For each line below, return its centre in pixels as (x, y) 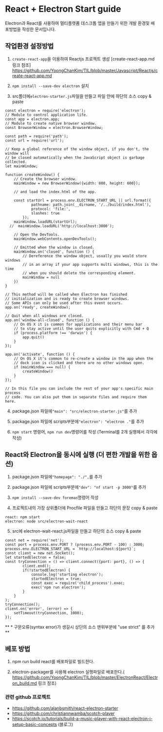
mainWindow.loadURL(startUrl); (45, 222)
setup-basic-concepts (35, 724)
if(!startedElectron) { (46, 570)
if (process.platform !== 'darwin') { (53, 333)
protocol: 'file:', (51, 209)
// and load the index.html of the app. (55, 192)
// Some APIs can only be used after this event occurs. (64, 303)
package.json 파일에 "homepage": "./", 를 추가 (57, 476)
